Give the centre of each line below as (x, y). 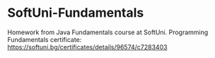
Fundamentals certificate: (45, 39)
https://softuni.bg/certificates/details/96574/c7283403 (87, 47)
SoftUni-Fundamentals (76, 13)
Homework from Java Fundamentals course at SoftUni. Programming (108, 32)
